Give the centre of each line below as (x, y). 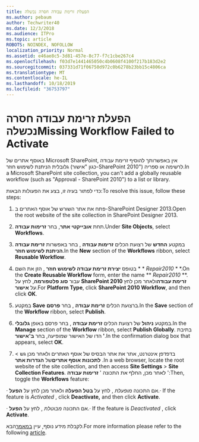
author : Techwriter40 (33, 23)
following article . (26, 432)
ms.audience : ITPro (30, 34)
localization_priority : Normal (45, 51)
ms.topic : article (29, 39)
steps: (14, 197)
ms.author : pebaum (29, 17)
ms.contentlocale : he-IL (37, 78)
